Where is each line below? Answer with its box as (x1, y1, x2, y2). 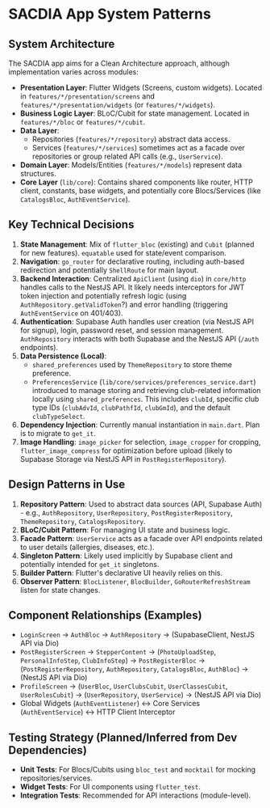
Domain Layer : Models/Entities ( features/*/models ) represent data (19, 160, 243, 170)
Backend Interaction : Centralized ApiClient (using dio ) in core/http (19, 273, 247, 283)
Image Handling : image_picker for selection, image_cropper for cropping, (19, 437, 261, 446)
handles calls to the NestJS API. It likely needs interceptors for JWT (19, 282, 245, 292)
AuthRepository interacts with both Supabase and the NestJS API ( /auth (19, 333, 260, 344)
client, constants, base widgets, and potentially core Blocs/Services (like (19, 186, 261, 195)
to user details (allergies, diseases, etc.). (19, 542, 155, 552)
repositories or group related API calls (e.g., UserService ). (31, 151, 223, 161)
